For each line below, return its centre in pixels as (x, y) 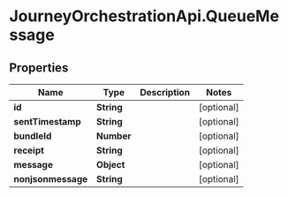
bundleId (33, 136)
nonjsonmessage (51, 179)
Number (114, 136)
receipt (29, 150)
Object (110, 165)
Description (165, 92)
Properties (39, 68)
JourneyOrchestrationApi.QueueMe (144, 16)
